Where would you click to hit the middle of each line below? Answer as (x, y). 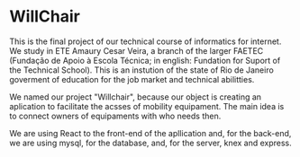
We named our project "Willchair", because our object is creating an (136, 97)
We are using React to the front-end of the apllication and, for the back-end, (150, 133)
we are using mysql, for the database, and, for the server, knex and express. (151, 143)
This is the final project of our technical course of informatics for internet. (145, 41)
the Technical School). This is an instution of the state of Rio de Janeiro (142, 70)
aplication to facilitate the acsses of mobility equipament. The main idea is (147, 106)
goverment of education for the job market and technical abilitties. (132, 79)
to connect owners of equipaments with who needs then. (115, 116)
